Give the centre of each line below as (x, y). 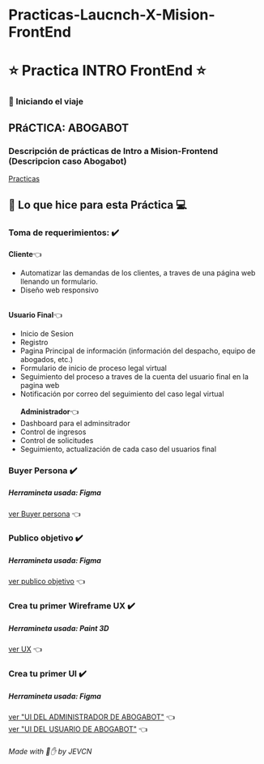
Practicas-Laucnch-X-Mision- (112, 15)
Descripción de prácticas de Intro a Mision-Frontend (113, 151)
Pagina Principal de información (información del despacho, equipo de (138, 351)
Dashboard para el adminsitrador (75, 423)
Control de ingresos (53, 432)
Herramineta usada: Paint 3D (59, 628)
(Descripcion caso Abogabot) (68, 161)
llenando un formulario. (59, 281)
